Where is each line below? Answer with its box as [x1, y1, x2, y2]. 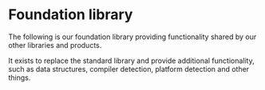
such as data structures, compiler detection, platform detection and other [8, 64, 250, 73]
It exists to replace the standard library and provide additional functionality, [8, 56, 255, 65]
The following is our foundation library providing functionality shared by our [8, 32, 257, 41]
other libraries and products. [8, 40, 102, 49]
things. [8, 72, 31, 82]
